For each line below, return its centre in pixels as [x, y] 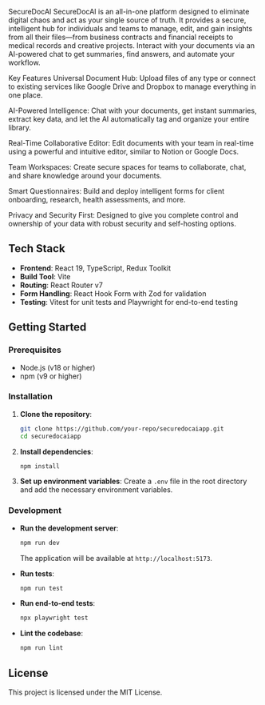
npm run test [42, 588]
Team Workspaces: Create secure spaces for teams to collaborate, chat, [127, 167]
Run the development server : [69, 528]
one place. [26, 95]
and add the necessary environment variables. [96, 490]
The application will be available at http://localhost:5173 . [116, 558]
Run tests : [37, 573]
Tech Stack [37, 248]
